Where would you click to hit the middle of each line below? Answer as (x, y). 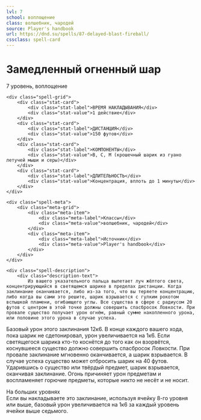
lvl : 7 (14, 12)
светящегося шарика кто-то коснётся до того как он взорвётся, (88, 342)
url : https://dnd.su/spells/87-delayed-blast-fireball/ (78, 34)
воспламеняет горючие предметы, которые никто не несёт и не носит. (97, 380)
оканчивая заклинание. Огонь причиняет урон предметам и (84, 374)
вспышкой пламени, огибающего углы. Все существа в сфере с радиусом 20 (99, 302)
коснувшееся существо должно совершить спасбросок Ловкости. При (98, 348)
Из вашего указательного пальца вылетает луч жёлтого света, (106, 281)
